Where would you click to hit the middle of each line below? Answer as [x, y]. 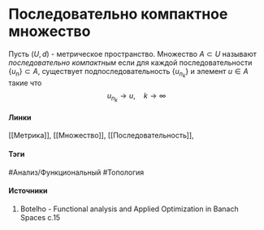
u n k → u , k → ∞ [136, 98]
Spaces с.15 [40, 217]
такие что [25, 83]
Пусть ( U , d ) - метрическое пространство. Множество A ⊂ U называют [133, 54]
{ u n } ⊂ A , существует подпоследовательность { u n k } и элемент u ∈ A [129, 73]
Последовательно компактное [118, 14]
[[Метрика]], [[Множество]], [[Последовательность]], [101, 136]
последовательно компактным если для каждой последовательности [130, 63]
